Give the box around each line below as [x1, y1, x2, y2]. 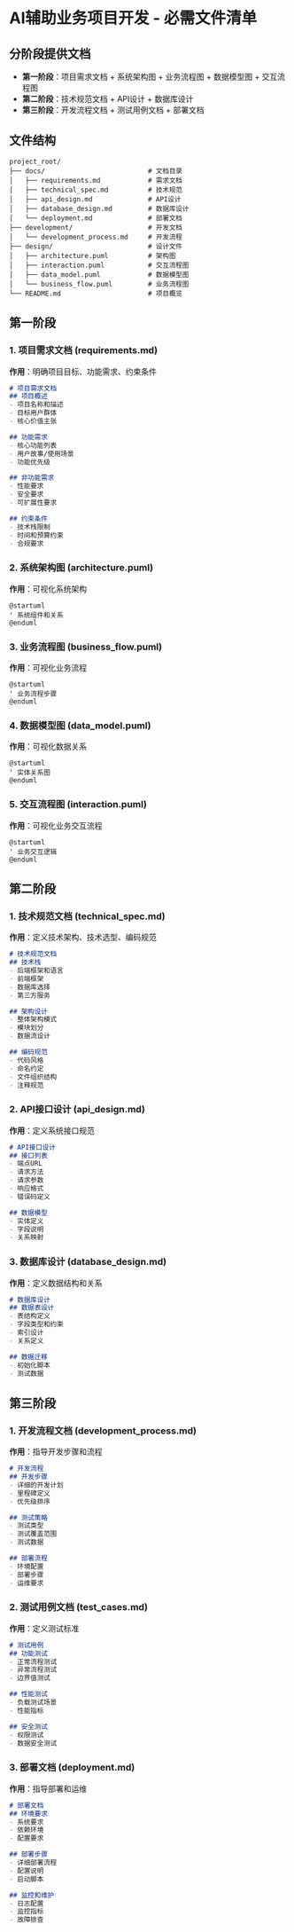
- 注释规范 [9, 1080, 44, 1089]
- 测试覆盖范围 [9, 1529, 58, 1539]
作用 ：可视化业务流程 [9, 662, 87, 672]
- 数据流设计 [9, 1032, 50, 1041]
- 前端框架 [9, 974, 44, 983]
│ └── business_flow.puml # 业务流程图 [9, 279, 190, 288]
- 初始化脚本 [9, 1361, 50, 1370]
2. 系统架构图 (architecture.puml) [9, 562, 153, 574]
